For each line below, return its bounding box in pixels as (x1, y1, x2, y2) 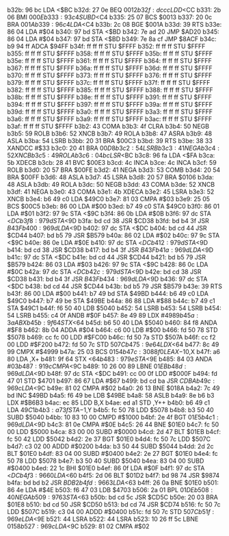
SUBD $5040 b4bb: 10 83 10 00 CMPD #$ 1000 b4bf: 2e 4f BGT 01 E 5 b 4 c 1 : (7, 413, 219, 421)
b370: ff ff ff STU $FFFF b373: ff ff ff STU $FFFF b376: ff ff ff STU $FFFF (7, 71, 213, 79)
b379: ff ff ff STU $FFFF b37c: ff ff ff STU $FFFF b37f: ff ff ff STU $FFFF (7, 79, 211, 86)
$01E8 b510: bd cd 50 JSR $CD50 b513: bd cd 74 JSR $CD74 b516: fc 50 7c (7, 500, 221, 509)
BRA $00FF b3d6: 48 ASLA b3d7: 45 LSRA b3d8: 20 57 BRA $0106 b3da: (7, 173, 214, 181)
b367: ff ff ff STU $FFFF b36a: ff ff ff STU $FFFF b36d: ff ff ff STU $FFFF (7, 64, 213, 72)
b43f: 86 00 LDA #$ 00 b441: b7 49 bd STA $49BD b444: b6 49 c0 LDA (7, 290, 208, 297)
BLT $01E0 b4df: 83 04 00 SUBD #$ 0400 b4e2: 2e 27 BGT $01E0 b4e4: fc (7, 450, 219, 457)
